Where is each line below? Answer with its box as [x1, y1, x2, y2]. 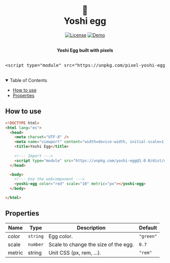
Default [139, 224, 157, 231]
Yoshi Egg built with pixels [57, 47, 113, 53]
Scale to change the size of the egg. [48, 241, 134, 248]
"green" [139, 233, 157, 239]
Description [76, 224, 106, 231]
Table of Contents [10, 77, 47, 83]
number [27, 241, 44, 247]
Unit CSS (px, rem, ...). [48, 249, 101, 256]
